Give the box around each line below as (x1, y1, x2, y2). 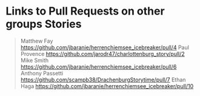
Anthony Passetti (20, 69, 64, 77)
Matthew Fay (20, 37, 53, 44)
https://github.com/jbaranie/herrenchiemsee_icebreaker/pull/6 (20, 63, 177, 70)
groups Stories (5, 17, 82, 31)
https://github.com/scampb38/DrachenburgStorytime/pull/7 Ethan (20, 76, 186, 83)
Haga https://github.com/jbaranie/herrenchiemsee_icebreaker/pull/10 (20, 82, 194, 89)
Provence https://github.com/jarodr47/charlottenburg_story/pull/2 (20, 50, 185, 57)
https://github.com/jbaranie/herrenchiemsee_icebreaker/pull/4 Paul (20, 44, 189, 51)
